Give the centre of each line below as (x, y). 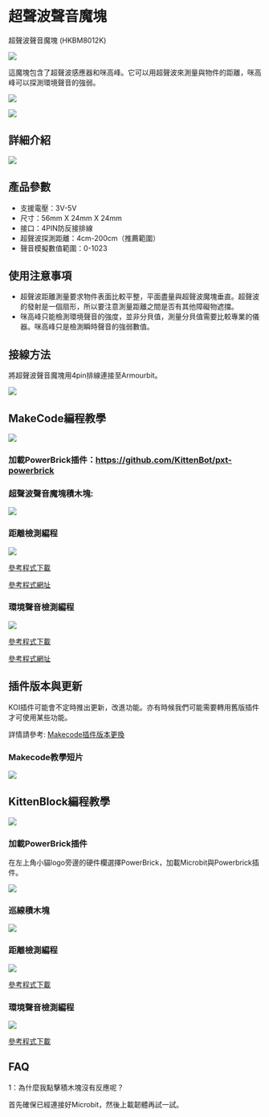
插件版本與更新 (45, 687)
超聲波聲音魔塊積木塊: (51, 493)
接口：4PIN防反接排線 (57, 228)
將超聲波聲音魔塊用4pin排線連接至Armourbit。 (85, 375)
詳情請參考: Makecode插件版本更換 (67, 734)
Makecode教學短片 (46, 757)
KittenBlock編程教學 (59, 802)
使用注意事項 (40, 275)
